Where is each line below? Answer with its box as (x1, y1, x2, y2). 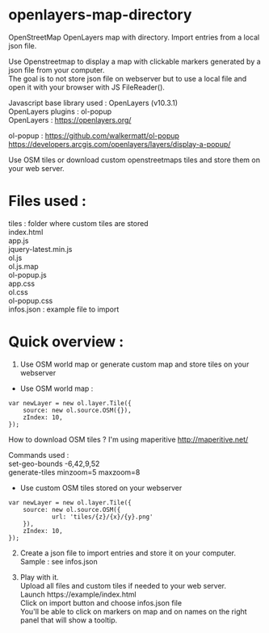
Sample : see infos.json (19, 556, 99, 566)
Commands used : (8, 450, 69, 459)
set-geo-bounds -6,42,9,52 (8, 459, 100, 468)
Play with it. (19, 572, 59, 582)
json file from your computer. (8, 65, 105, 74)
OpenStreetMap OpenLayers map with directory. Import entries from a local (8, 32, 260, 42)
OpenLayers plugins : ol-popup (8, 107, 112, 116)
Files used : (8, 192, 87, 211)
